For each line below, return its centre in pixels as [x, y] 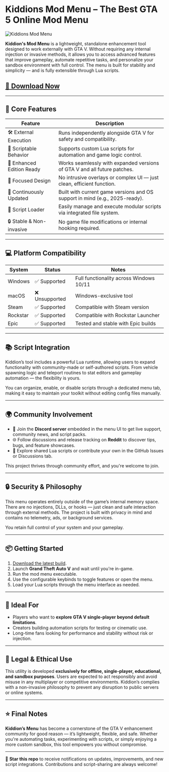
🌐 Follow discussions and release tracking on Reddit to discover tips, [84, 440]
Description [110, 123]
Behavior [18, 155]
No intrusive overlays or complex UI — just [109, 177]
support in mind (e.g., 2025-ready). [101, 198]
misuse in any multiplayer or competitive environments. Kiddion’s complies [82, 682]
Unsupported [50, 299]
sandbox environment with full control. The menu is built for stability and [80, 65]
